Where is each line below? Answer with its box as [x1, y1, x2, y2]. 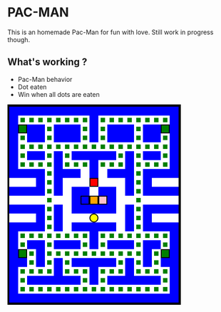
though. [7, 35, 31, 43]
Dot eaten [17, 83, 47, 91]
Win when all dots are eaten [17, 90, 100, 98]
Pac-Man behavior [17, 75, 73, 83]
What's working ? [7, 56, 88, 68]
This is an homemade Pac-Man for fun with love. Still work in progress [7, 28, 214, 36]
